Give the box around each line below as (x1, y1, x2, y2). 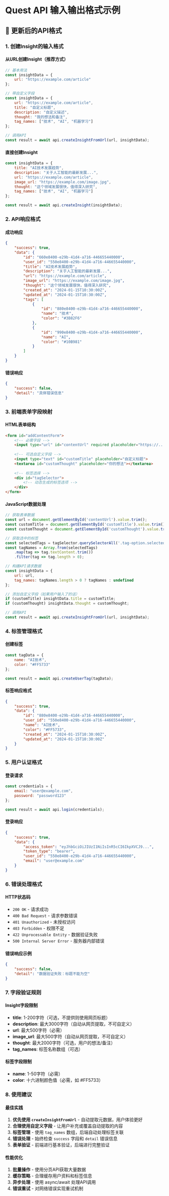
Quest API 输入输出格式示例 (5, 5, 121, 16)
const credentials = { (5, 784, 53, 789)
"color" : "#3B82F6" (41, 316, 82, 321)
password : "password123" (14, 793, 66, 798)
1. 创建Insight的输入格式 (5, 42, 64, 50)
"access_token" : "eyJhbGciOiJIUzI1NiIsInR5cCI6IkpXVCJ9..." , (23, 844, 154, 849)
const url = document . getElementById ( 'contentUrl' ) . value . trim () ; (5, 517, 147, 522)
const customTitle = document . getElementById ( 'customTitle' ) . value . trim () (5, 522, 165, 527)
